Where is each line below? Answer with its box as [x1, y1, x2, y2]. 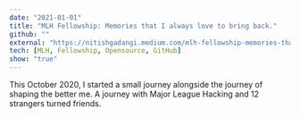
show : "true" [9, 55, 58, 63]
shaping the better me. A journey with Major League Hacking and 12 [9, 88, 260, 99]
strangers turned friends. [9, 98, 102, 108]
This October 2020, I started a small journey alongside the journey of [9, 80, 263, 89]
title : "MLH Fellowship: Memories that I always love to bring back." [9, 21, 278, 30]
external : [9, 38, 46, 47]
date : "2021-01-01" [9, 13, 82, 22]
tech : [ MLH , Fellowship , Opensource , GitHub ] [9, 46, 181, 55]
